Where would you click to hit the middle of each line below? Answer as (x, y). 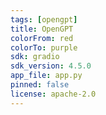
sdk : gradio (35, 57)
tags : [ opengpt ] (44, 19)
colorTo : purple (44, 47)
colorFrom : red (42, 38)
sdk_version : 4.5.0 (51, 66)
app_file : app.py (46, 76)
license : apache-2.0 (53, 94)
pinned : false (40, 85)
